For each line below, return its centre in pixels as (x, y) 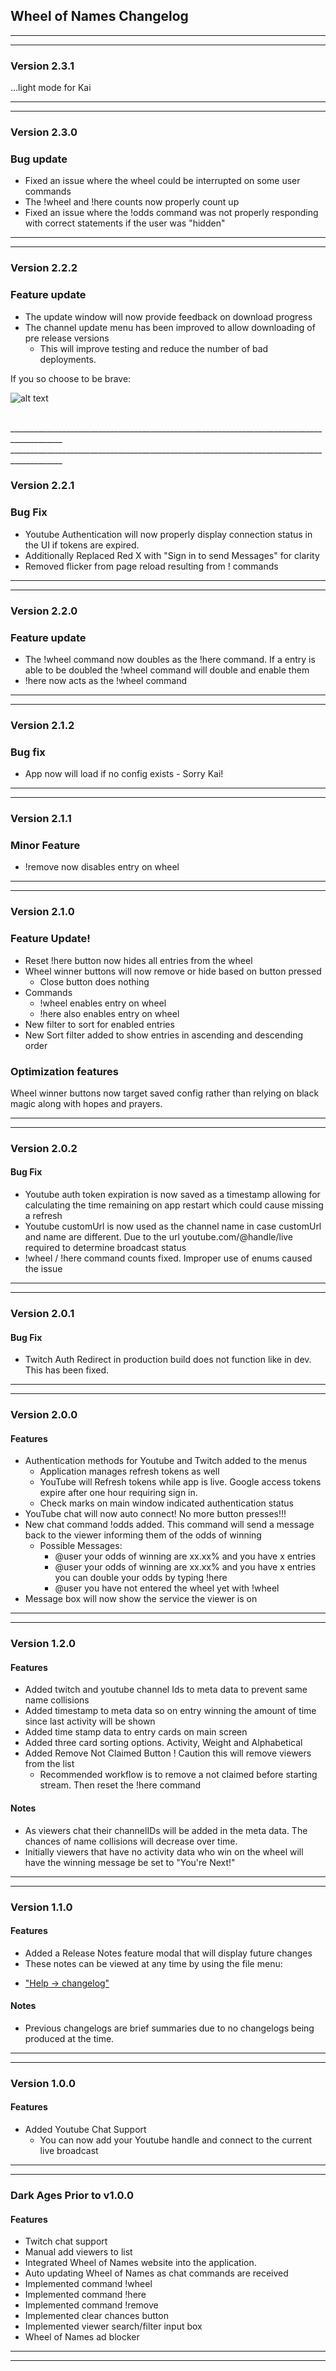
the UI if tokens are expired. (82, 545)
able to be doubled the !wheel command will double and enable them (167, 670)
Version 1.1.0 (41, 1907)
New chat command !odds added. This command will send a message (169, 1525)
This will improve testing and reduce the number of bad (154, 348)
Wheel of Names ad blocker (82, 2337)
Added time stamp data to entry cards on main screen (136, 1732)
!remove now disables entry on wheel (102, 867)
